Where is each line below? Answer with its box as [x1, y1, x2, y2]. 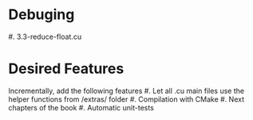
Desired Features [8, 60, 125, 78]
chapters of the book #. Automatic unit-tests [8, 103, 154, 112]
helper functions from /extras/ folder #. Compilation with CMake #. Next [8, 94, 245, 104]
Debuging [8, 6, 75, 24]
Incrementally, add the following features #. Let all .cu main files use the [8, 86, 245, 95]
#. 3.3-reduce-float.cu [8, 32, 82, 41]
